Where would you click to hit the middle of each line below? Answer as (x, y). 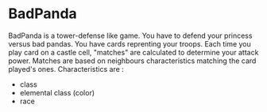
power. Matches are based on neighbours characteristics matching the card (132, 61)
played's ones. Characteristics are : (66, 69)
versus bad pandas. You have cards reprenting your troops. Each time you (130, 43)
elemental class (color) (57, 92)
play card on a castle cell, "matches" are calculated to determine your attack (133, 52)
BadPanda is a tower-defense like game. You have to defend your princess (130, 35)
